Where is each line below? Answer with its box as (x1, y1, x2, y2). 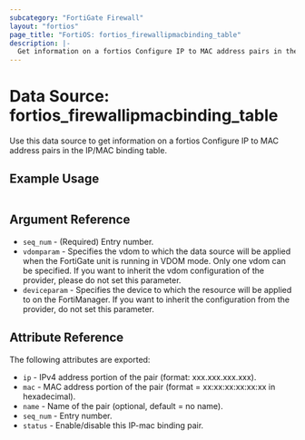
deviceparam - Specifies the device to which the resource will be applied (22, 284, 292, 295)
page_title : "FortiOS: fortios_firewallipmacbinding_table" (9, 30, 242, 39)
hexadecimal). (22, 391, 76, 402)
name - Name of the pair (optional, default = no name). (22, 400, 224, 411)
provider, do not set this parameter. (22, 303, 154, 314)
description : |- (9, 38, 71, 48)
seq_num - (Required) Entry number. (22, 236, 154, 247)
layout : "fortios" (9, 22, 79, 31)
